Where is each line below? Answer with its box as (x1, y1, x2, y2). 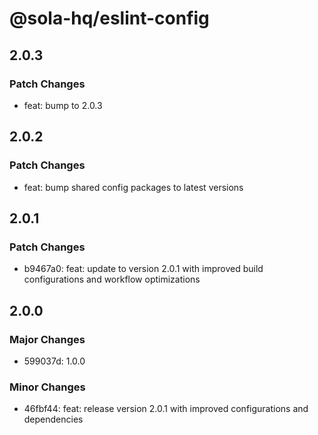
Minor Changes (9, 380, 86, 394)
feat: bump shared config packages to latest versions (23, 181, 244, 193)
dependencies (23, 413, 84, 426)
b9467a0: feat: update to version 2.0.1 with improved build (23, 263, 264, 275)
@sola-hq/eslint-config (9, 7, 210, 30)
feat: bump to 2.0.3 (23, 99, 103, 111)
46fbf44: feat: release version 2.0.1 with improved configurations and (23, 403, 309, 415)
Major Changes (9, 332, 86, 346)
